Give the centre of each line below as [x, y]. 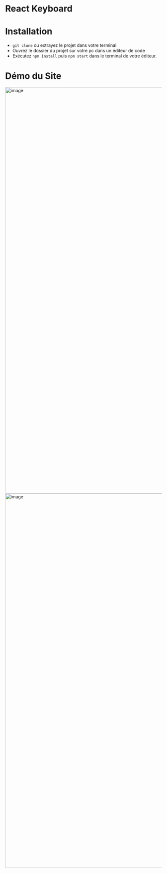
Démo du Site [33, 76]
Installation [29, 32]
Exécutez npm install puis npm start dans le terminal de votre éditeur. [84, 56]
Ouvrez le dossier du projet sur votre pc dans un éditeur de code [79, 51]
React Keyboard [39, 9]
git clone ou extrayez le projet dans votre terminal [64, 45]
